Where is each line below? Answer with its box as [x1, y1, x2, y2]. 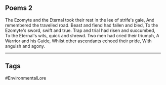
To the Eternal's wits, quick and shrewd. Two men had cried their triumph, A [5, 32, 160, 38]
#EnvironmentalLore [5, 75, 46, 81]
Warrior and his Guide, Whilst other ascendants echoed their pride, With [5, 38, 152, 44]
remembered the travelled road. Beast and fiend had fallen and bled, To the [5, 22, 158, 28]
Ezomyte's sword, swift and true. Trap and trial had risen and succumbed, [5, 27, 156, 33]
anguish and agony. [5, 43, 45, 49]
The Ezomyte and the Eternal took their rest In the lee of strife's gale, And [5, 17, 155, 23]
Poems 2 [5, 4, 33, 12]
